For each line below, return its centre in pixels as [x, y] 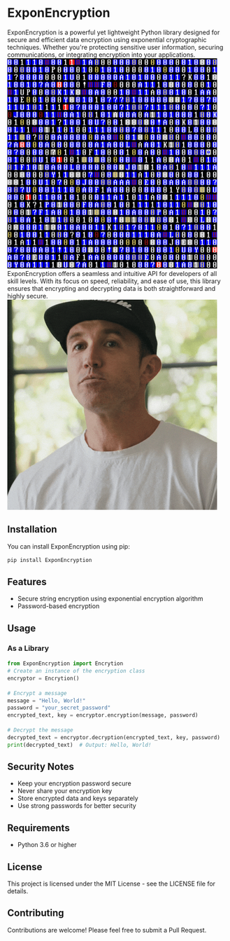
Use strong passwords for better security [77, 806]
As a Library [28, 648]
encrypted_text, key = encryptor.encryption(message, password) [103, 715]
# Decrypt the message [40, 730]
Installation [32, 529]
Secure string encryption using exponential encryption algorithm [110, 599]
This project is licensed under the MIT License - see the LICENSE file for [111, 884]
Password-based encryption [58, 606]
